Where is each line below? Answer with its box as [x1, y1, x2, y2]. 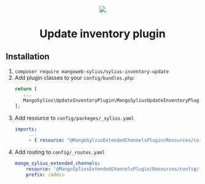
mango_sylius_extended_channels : [14, 160, 101, 167]
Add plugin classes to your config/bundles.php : [14, 74, 135, 81]
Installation [6, 51, 50, 61]
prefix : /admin [26, 172, 65, 178]
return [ [14, 86, 37, 92]
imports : [14, 126, 37, 132]
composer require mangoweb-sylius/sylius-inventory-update [14, 69, 169, 75]
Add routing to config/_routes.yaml [14, 148, 105, 156]
